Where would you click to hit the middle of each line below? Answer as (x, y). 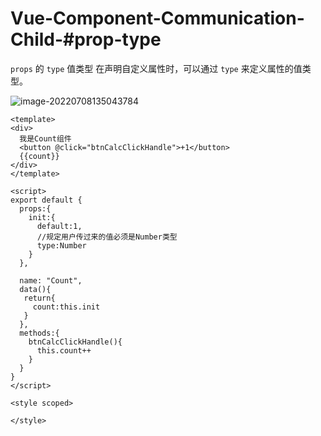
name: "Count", (51, 280)
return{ (39, 298)
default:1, (59, 226)
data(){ (35, 289)
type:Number (61, 245)
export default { (46, 200)
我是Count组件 (45, 138)
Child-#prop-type (86, 39)
